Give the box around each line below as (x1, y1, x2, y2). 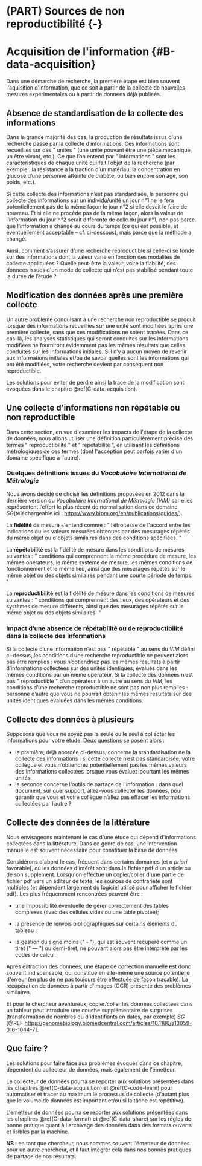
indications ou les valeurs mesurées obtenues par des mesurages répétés (6, 527, 190, 535)
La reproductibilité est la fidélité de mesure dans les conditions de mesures (6, 590, 195, 597)
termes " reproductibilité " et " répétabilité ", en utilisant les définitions (6, 441, 180, 448)
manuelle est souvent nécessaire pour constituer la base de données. (6, 846, 180, 853)
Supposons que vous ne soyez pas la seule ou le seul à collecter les (6, 730, 175, 737)
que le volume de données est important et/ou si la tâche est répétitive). (6, 1096, 185, 1104)
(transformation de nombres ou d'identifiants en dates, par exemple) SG (6, 1013, 185, 1020)
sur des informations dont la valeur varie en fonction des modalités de (6, 253, 180, 261)
